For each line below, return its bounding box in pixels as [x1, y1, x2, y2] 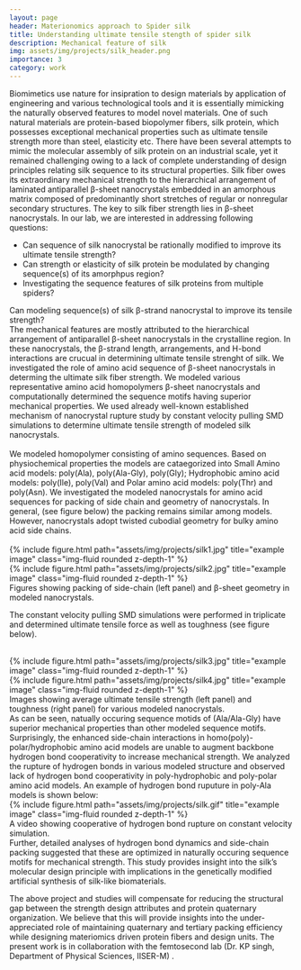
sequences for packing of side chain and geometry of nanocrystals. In [9, 496, 270, 507]
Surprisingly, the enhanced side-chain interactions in [9, 731, 205, 743]
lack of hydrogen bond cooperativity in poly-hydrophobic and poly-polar [9, 770, 278, 781]
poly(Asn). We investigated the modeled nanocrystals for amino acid [9, 486, 263, 497]
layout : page [9, 13, 58, 23]
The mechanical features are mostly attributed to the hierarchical [9, 323, 250, 334]
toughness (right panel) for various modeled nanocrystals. [9, 703, 226, 714]
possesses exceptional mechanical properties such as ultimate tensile [9, 126, 268, 137]
